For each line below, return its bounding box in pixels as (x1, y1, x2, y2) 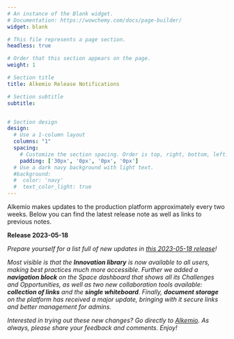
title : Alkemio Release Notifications (7, 80, 120, 87)
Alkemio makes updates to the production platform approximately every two (7, 203, 225, 210)
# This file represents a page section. (7, 36, 127, 43)
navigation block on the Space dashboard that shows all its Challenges (7, 273, 214, 281)
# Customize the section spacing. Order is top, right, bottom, (19, 151, 210, 158)
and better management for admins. (7, 303, 111, 311)
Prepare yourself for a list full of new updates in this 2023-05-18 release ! (7, 245, 217, 252)
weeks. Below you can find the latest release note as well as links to (7, 210, 202, 218)
